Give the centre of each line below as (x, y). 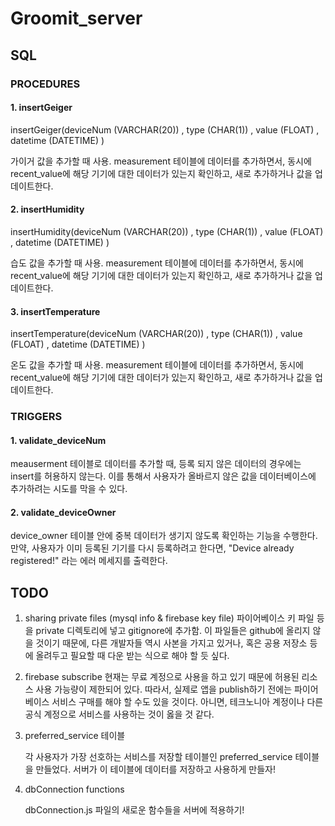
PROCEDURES (45, 84)
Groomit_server (76, 18)
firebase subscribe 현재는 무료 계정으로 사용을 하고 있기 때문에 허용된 (162, 677)
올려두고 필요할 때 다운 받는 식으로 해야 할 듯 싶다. (132, 656)
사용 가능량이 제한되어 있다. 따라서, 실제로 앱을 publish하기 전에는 (164, 689)
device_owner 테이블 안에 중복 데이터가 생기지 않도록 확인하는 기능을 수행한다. (164, 536)
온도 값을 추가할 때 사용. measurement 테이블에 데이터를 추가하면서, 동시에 (157, 365)
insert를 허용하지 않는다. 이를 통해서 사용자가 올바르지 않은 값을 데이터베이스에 (163, 476)
